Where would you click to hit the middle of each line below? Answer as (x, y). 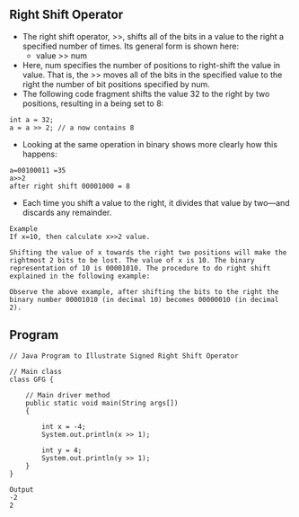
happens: (40, 154)
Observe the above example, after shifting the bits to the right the (144, 291)
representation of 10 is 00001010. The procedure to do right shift (140, 268)
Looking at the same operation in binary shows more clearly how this (150, 144)
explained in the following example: (80, 276)
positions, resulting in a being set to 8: (93, 103)
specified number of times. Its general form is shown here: (131, 46)
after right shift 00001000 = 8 (70, 186)
